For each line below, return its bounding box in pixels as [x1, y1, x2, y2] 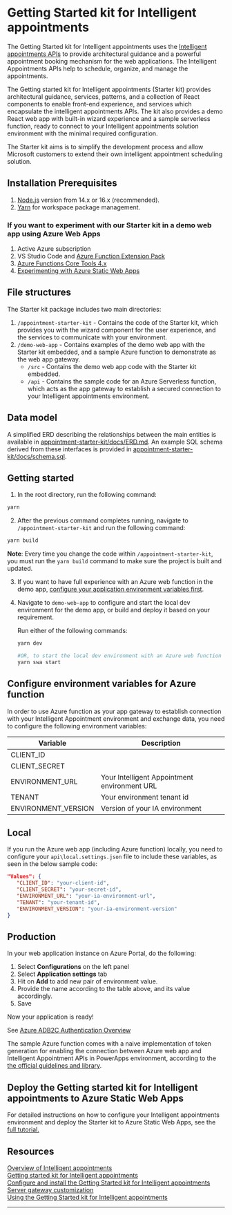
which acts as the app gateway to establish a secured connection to [27, 384, 222, 393]
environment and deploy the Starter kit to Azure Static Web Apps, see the [7, 1118, 216, 1127]
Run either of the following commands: [17, 627, 128, 635]
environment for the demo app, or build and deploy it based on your [17, 606, 211, 614]
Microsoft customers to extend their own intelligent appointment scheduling [7, 150, 223, 158]
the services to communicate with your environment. [17, 333, 168, 341]
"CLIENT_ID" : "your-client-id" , [16, 880, 110, 887]
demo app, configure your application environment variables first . [17, 585, 204, 594]
